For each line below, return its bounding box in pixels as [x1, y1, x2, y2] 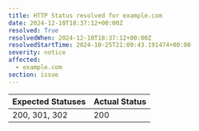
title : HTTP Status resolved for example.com [8, 11, 162, 20]
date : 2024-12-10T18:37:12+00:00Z [8, 19, 124, 27]
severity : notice [8, 48, 66, 56]
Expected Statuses [12, 96, 86, 107]
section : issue [8, 71, 59, 79]
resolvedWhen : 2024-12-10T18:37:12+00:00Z [8, 33, 152, 42]
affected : [8, 56, 42, 64]
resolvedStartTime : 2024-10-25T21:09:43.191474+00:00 [8, 41, 192, 49]
